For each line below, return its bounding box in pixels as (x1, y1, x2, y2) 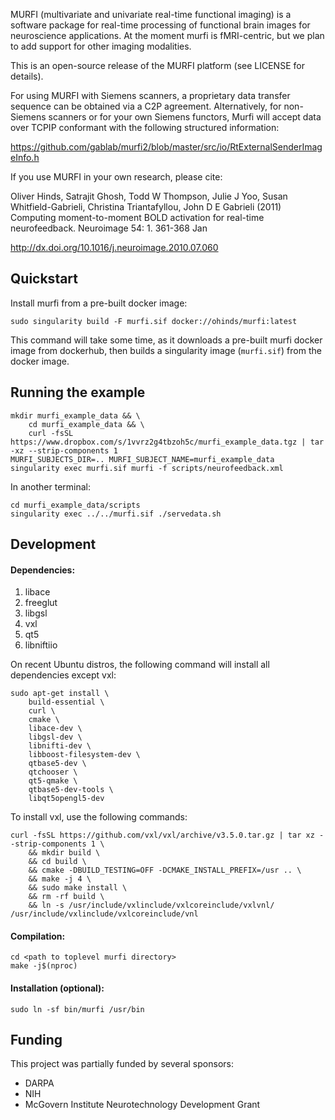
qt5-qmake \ (28, 776, 78, 786)
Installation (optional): (10, 982, 105, 994)
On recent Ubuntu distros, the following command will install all (10, 659, 270, 671)
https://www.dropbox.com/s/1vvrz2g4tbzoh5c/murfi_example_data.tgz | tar (10, 437, 325, 447)
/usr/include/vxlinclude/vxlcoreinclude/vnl (10, 909, 199, 919)
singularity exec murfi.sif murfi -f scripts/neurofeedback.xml (10, 463, 284, 473)
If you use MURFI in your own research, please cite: (10, 171, 223, 183)
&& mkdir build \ (28, 848, 101, 858)
